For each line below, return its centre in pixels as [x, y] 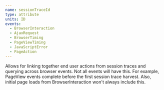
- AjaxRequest [24, 33]
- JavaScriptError [29, 47]
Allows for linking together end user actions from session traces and [75, 66]
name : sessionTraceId [28, 10]
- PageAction [23, 51]
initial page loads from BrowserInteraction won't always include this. [75, 82]
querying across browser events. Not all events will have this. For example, [82, 71]
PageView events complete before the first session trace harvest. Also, [78, 76]
